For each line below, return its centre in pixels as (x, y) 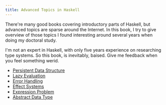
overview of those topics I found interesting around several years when (79, 35)
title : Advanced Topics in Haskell (43, 10)
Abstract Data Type (32, 97)
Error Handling (28, 81)
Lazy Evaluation (29, 75)
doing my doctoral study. (31, 40)
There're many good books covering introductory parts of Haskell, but (78, 24)
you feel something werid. (32, 60)
